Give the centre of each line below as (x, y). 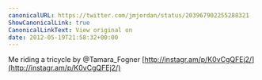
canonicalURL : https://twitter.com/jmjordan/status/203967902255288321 (129, 15)
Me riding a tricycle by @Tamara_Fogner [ (76, 60)
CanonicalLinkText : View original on (70, 30)
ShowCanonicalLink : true (49, 23)
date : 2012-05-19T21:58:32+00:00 (63, 37)
